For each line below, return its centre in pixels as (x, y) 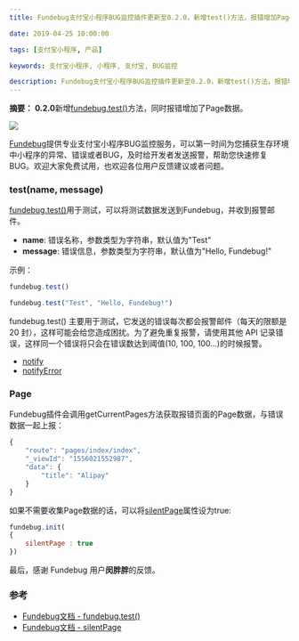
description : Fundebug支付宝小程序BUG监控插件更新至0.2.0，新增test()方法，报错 (149, 82)
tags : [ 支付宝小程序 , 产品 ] (56, 50)
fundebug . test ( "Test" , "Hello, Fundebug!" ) (91, 304)
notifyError (42, 371)
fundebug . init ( (37, 527)
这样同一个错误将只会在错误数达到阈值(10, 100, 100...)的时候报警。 (145, 344)
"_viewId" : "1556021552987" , (79, 459)
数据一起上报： (36, 426)
